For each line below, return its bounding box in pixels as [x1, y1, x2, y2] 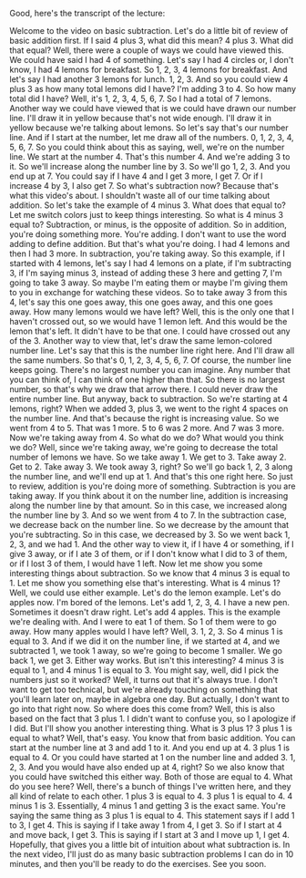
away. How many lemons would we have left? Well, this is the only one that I [9, 306, 294, 317]
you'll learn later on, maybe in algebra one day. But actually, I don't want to [9, 694, 290, 705]
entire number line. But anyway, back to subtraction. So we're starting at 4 [9, 394, 289, 404]
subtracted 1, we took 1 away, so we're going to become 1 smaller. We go [9, 646, 282, 656]
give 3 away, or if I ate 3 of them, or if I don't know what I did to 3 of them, [9, 549, 288, 559]
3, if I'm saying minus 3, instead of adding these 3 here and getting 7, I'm [9, 268, 282, 278]
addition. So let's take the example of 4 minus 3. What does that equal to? [9, 200, 287, 211]
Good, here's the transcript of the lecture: [9, 8, 166, 18]
